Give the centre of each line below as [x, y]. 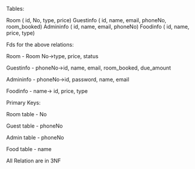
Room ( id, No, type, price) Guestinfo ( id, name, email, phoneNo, [86, 20]
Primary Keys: [23, 102]
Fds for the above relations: [40, 45]
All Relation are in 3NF [34, 161]
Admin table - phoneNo [35, 138]
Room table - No [26, 114]
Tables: [15, 9]
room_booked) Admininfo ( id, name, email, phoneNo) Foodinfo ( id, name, [98, 27]
